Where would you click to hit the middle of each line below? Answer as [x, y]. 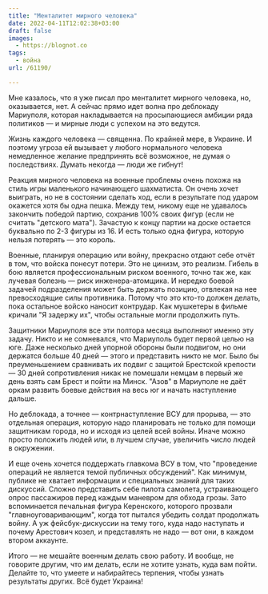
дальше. [23, 398]
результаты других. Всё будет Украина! [76, 581]
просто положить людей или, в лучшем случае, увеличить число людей [132, 439]
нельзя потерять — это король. [62, 239]
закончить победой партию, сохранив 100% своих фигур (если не [121, 214]
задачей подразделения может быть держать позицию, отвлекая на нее [133, 289]
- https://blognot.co [52, 46]
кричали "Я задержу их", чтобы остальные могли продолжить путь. [124, 314]
